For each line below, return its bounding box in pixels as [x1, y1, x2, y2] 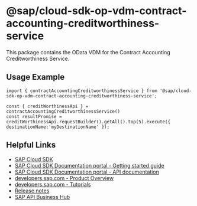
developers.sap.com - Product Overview [14, 174, 114, 181]
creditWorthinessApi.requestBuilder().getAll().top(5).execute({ [6, 119, 170, 125]
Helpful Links [6, 140, 56, 150]
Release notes [14, 187, 50, 194]
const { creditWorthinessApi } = [6, 103, 89, 109]
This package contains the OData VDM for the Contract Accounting [6, 48, 170, 55]
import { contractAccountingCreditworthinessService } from [6, 87, 158, 94]
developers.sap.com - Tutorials [14, 181, 91, 188]
